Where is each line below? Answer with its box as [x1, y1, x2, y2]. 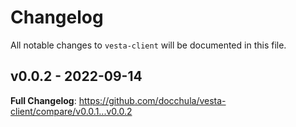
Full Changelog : [10, 94, 77, 106]
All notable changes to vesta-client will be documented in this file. [10, 39, 287, 51]
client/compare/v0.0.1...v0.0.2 [10, 105, 133, 117]
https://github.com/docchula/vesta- [78, 94, 227, 106]
